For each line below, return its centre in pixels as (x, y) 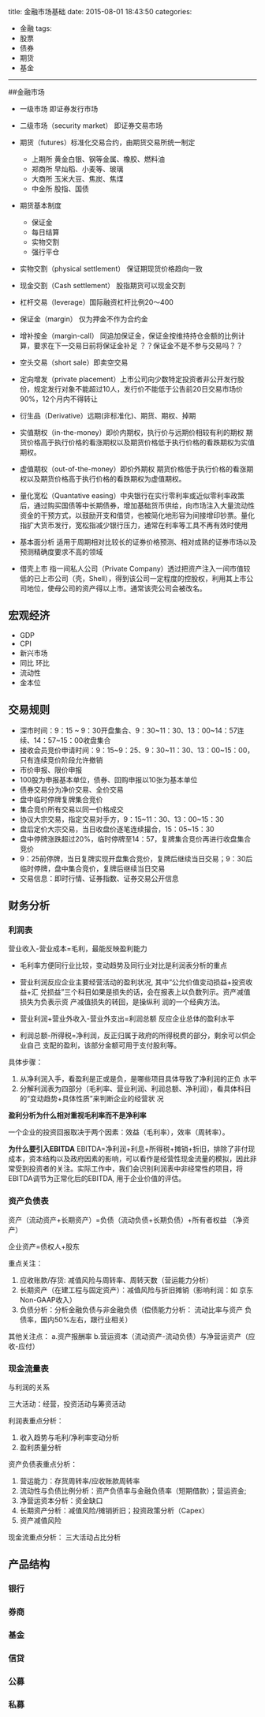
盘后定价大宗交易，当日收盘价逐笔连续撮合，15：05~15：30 (117, 829)
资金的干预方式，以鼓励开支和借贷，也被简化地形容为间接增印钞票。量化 (137, 515)
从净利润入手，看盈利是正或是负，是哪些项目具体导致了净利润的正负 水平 (138, 1079)
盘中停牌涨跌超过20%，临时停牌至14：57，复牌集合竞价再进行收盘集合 (135, 838)
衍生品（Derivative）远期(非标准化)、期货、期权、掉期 (108, 416)
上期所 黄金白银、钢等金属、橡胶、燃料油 (98, 159)
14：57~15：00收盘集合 (72, 740)
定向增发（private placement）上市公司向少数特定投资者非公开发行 (129, 379)
